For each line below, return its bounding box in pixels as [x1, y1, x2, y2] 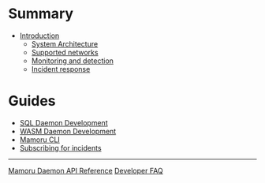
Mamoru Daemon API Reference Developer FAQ [8, 166, 163, 175]
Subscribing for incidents [19, 143, 102, 152]
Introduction [19, 31, 60, 40]
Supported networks [31, 47, 99, 57]
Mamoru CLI [19, 135, 61, 144]
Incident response [31, 64, 91, 73]
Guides [8, 92, 57, 110]
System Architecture [31, 39, 99, 48]
